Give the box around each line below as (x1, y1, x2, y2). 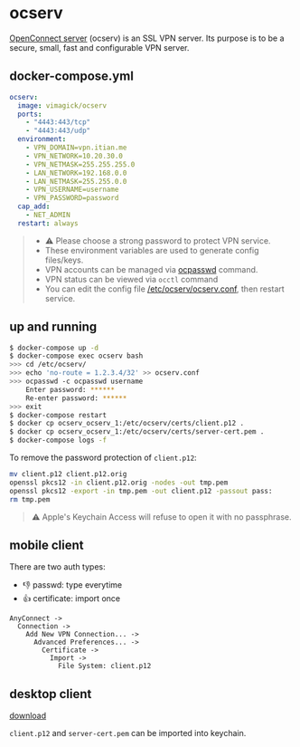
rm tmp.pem (9, 494, 51, 504)
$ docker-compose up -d (9, 343, 99, 352)
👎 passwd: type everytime (22, 579, 123, 590)
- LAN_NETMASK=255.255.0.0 (25, 177, 127, 186)
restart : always (17, 218, 79, 228)
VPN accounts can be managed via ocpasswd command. (44, 263, 258, 274)
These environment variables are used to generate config (44, 244, 259, 255)
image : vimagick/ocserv (17, 101, 107, 110)
